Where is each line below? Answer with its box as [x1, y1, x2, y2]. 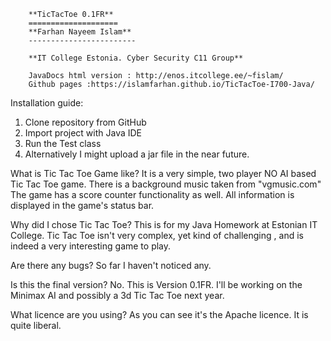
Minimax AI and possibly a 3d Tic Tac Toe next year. [10, 290, 225, 301]
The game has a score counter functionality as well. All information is [10, 189, 295, 200]
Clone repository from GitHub [24, 116, 147, 128]
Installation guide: [10, 97, 84, 109]
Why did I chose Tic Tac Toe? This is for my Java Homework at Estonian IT [10, 219, 318, 230]
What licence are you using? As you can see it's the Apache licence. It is [10, 309, 309, 320]
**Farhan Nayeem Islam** [28, 27, 132, 37]
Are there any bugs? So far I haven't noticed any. [10, 260, 212, 271]
